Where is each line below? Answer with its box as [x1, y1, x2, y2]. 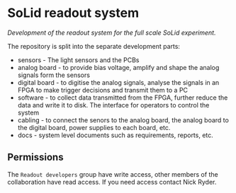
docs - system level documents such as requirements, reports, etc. [17, 131, 214, 139]
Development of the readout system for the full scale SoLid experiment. [7, 28, 216, 37]
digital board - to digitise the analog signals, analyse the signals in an [17, 78, 220, 86]
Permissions [7, 151, 64, 163]
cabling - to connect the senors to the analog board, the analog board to [17, 115, 229, 124]
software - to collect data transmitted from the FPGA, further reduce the [17, 93, 228, 102]
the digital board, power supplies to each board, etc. [17, 123, 171, 131]
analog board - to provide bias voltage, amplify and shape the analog [17, 63, 220, 71]
